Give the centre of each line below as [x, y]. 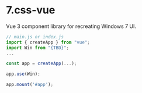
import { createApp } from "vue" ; [48, 42]
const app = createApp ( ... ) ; [41, 64]
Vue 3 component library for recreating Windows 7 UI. [71, 26]
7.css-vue [31, 10]
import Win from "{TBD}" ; [37, 48]
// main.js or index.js [35, 37]
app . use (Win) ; [23, 74]
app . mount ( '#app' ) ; [30, 85]
